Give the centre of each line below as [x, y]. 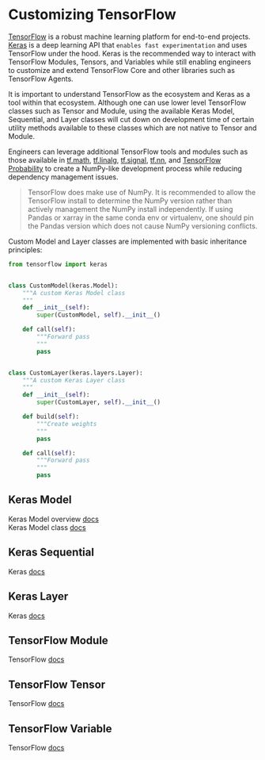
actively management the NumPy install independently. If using [130, 209]
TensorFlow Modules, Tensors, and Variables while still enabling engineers [130, 62]
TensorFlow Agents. [41, 79]
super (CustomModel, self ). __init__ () [98, 315]
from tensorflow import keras [58, 264]
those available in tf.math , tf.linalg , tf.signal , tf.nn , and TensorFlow [115, 159]
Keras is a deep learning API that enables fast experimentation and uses [128, 44]
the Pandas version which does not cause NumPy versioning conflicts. [142, 226]
